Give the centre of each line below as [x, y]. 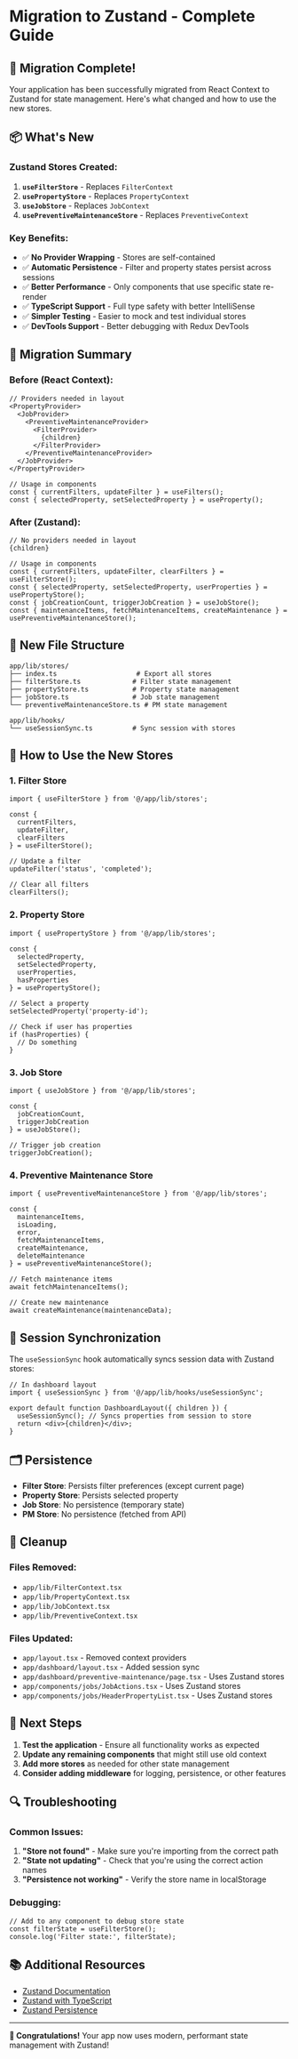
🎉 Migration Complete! [73, 68]
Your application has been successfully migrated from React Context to [140, 89]
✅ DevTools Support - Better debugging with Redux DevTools [136, 326]
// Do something [47, 1042]
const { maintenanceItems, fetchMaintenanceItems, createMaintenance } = [149, 610]
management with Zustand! [59, 2045]
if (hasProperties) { [49, 1034]
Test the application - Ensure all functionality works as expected [141, 1744]
